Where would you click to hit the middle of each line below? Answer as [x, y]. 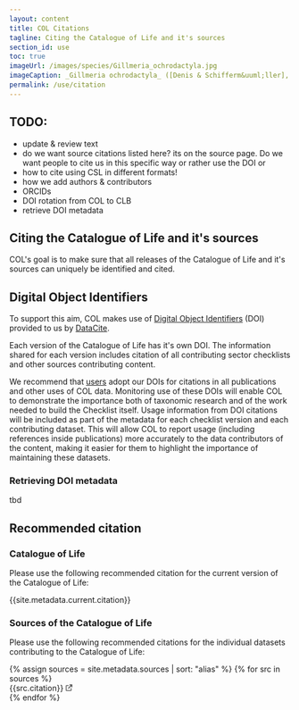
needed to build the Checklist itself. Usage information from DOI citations [144, 410]
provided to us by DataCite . [59, 328]
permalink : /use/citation [57, 85]
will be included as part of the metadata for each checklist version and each [149, 420]
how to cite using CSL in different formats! [100, 172]
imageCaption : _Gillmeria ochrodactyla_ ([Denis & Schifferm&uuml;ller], [149, 76]
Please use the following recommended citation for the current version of [144, 573]
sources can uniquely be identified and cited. [92, 269]
